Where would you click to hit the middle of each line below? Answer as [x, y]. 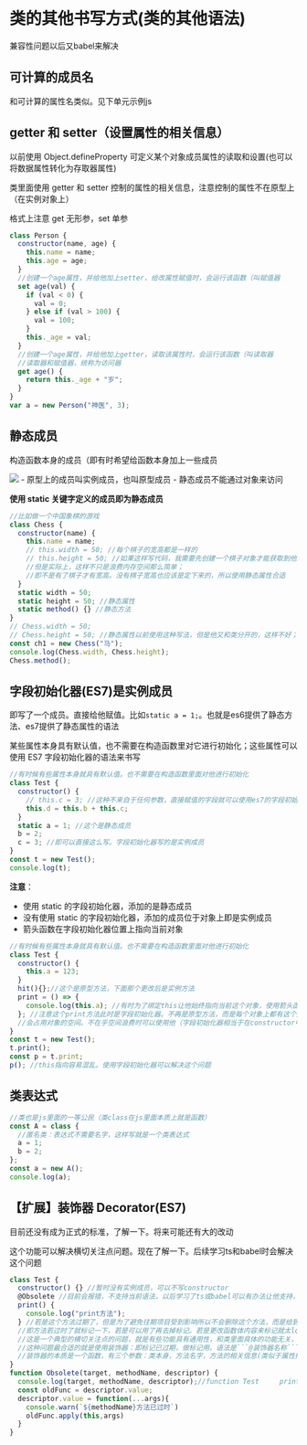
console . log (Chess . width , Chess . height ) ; [90, 652]
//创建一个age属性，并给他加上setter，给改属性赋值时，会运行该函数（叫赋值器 [149, 278]
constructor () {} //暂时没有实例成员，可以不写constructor [123, 1288]
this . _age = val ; [59, 338]
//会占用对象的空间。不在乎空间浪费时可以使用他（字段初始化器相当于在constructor [156, 1023]
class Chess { [37, 525]
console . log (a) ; [40, 1177]
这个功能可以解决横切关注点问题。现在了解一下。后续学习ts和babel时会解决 [152, 1251]
